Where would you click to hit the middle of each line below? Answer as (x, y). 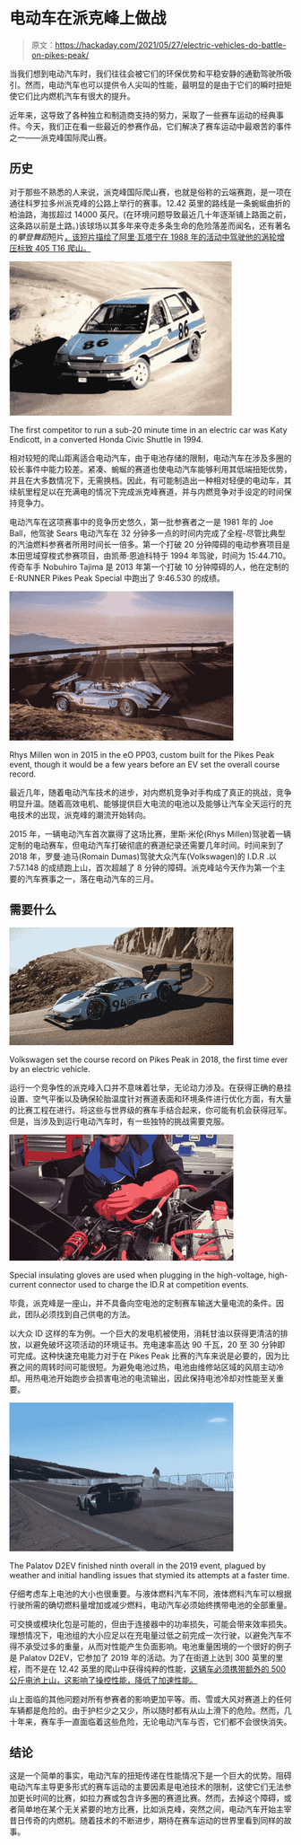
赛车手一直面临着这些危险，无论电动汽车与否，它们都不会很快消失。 (166, 1721)
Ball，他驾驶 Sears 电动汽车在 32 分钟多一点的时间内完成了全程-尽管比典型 (147, 533)
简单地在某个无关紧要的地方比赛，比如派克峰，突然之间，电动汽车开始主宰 (154, 1809)
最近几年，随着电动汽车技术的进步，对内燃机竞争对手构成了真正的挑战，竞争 (150, 792)
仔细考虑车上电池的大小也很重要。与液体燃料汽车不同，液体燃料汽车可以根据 (150, 1594)
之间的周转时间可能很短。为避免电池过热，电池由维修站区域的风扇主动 (146, 1366)
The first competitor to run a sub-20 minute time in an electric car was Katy (149, 430)
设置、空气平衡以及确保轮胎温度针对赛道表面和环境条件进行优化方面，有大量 (150, 1098)
